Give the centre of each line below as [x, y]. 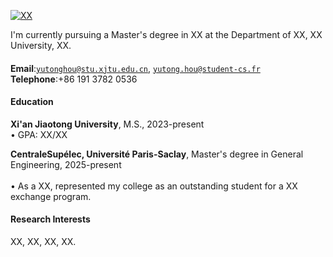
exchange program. [51, 196]
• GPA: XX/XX [39, 134]
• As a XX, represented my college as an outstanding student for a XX [154, 186]
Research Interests [50, 219]
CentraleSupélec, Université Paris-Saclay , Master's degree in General [157, 154]
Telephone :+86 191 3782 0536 [74, 79]
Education [32, 102]
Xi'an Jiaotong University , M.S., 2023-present [107, 124]
